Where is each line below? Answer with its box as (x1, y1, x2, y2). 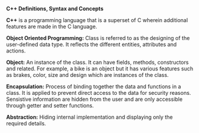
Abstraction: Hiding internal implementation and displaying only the (6, 113, 173, 120)
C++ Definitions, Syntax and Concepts (6, 5, 104, 12)
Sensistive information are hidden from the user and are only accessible (6, 95, 183, 103)
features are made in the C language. (6, 23, 97, 30)
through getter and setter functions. (6, 102, 94, 109)
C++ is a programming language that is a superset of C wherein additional (6, 17, 188, 23)
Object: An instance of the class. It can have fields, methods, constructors (6, 59, 189, 66)
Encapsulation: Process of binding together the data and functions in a (6, 83, 182, 90)
